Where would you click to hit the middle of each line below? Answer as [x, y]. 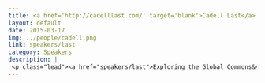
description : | [33, 60]
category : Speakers [40, 52]
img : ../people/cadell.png [52, 38]
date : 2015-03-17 [37, 30]
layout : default [35, 23]
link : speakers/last [42, 45]
